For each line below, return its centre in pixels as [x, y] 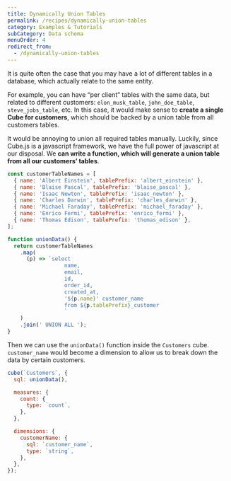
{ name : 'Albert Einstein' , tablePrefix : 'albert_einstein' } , [108, 180]
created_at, [82, 292]
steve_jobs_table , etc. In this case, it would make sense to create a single [115, 110]
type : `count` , [48, 405]
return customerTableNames [53, 246]
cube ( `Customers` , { [38, 373]
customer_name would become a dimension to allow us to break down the [113, 352]
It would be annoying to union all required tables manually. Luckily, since [113, 138]
